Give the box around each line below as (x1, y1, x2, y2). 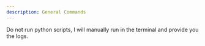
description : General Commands (6, 9, 86, 15)
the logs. (6, 32, 29, 40)
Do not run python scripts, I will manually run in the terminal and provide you (6, 26, 199, 33)
